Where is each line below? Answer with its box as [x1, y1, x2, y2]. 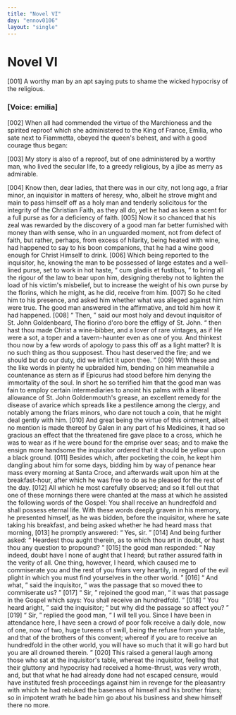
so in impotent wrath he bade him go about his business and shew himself [7, 693, 223, 702]
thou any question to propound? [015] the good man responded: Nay [7, 543, 216, 551]
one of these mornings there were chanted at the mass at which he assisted [7, 491, 228, 499]
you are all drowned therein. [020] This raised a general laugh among [7, 648, 213, 656]
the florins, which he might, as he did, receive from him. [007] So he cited [7, 288, 221, 296]
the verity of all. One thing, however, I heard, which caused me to [7, 558, 197, 567]
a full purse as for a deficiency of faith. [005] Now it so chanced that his [7, 213, 216, 222]
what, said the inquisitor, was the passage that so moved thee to [7, 580, 203, 589]
